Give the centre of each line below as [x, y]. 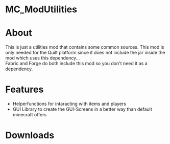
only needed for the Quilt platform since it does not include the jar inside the [85, 53]
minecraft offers [30, 115]
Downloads [30, 136]
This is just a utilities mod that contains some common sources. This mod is [85, 47]
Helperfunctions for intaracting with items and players [69, 104]
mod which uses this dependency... [43, 58]
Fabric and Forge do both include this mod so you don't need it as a [76, 64]
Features [25, 89]
